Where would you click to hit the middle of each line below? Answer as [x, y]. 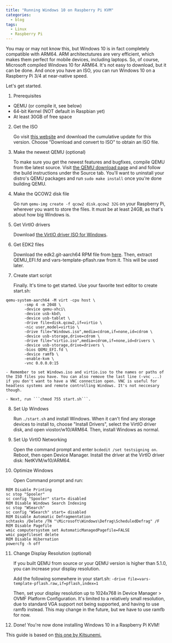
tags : [12, 24]
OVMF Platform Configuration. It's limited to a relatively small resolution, [89, 599]
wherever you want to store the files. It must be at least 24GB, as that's [88, 209]
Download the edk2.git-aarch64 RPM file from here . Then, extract [83, 254]
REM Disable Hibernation [32, 539]
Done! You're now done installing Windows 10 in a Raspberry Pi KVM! [86, 625]
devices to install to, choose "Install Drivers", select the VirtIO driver [85, 424]
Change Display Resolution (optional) [52, 553]
